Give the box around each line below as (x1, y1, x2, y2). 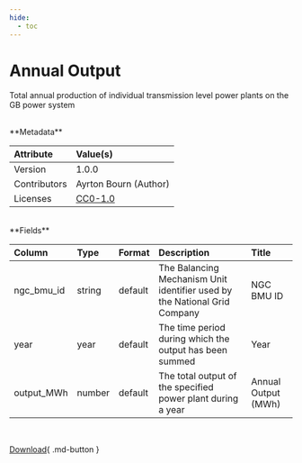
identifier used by (158, 285, 233, 297)
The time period (158, 322, 226, 334)
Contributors (13, 177, 67, 190)
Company (158, 307, 200, 320)
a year (158, 404, 185, 416)
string (76, 285, 102, 297)
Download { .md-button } (9, 444, 101, 455)
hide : (9, 13, 30, 23)
